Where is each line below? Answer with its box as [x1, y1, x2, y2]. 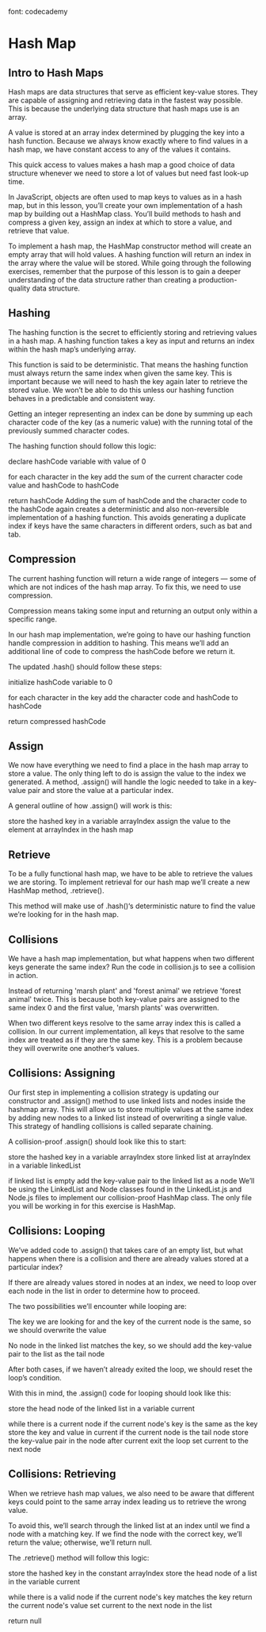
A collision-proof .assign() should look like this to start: [8, 1137, 187, 1146]
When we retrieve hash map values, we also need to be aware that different [8, 1488, 255, 1498]
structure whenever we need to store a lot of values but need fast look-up [8, 168, 249, 178]
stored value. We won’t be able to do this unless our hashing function [8, 385, 234, 395]
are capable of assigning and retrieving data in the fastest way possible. [8, 95, 243, 105]
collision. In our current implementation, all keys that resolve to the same [8, 1027, 245, 1037]
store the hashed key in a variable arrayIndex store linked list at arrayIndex [8, 1152, 251, 1161]
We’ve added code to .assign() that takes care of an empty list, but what [8, 1245, 244, 1255]
